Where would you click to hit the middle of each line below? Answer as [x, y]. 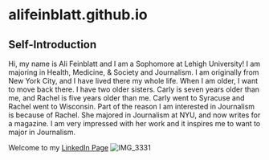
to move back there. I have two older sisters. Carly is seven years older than [134, 89]
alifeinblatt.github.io [78, 15]
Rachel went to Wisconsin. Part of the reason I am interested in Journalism [132, 107]
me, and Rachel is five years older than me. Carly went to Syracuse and [126, 98]
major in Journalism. [42, 132]
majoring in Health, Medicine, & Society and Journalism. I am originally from [134, 72]
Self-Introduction [53, 45]
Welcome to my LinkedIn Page [59, 148]
